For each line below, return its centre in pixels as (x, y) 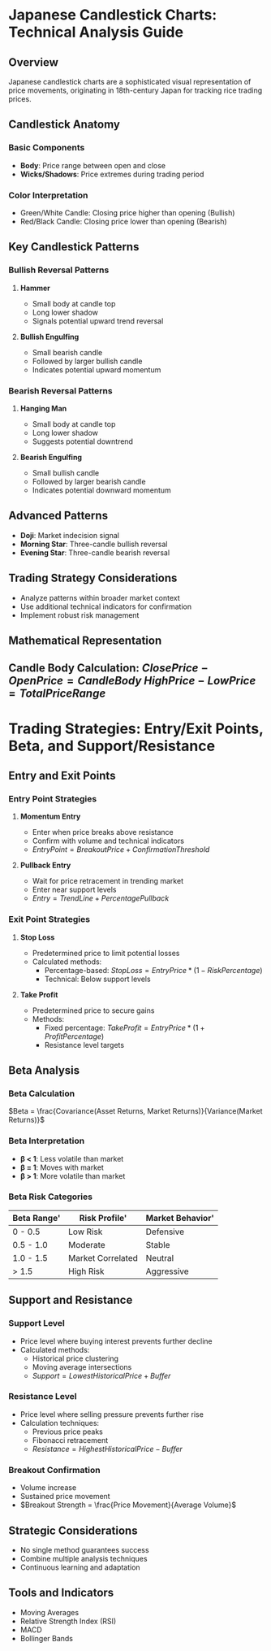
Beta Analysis (44, 1070)
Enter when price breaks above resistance (103, 832)
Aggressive (167, 1271)
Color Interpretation (48, 195)
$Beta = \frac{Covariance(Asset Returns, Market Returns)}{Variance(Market (135, 1111)
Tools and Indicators (61, 1593)
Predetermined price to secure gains (93, 1010)
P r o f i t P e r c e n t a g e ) (74, 1036)
